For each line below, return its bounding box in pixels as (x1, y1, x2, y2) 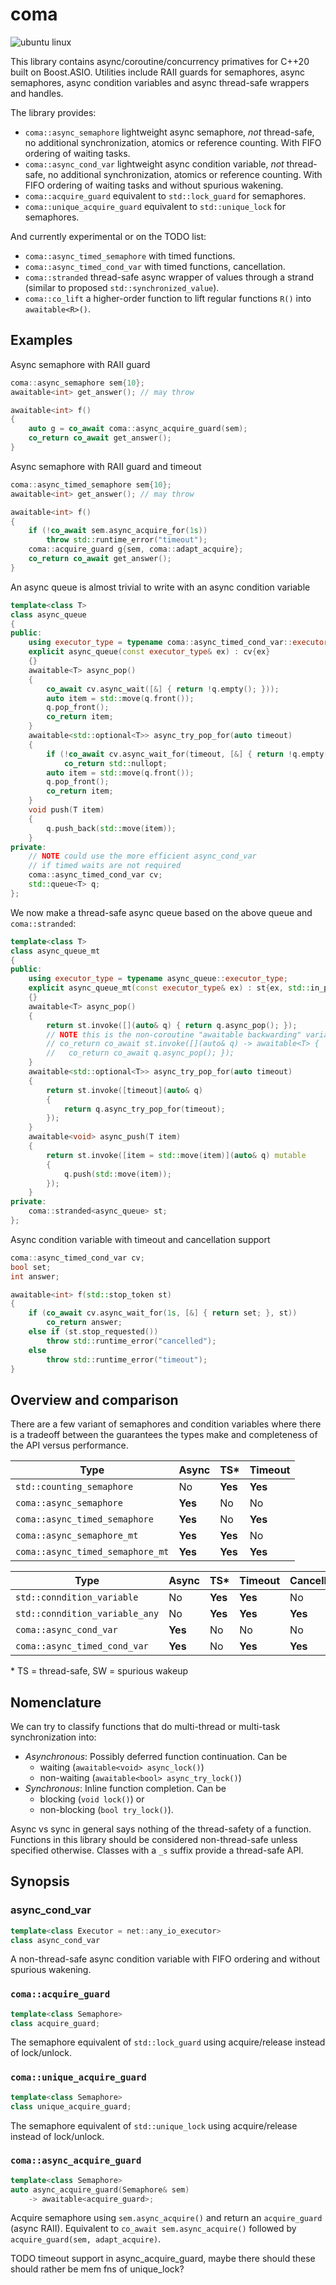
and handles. (10, 87, 64, 99)
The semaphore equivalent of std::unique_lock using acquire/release (10, 2119, 298, 2132)
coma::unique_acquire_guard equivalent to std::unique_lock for (24, 200, 286, 212)
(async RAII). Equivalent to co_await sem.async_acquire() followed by (10, 2223, 297, 2235)
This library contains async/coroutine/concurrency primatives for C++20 (10, 55, 310, 67)
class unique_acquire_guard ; (10, 2101, 132, 2112)
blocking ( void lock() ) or (39, 1793, 145, 1805)
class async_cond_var (10, 1935, 101, 1945)
